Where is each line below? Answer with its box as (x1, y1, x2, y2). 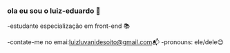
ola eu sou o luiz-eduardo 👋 (7, 6, 101, 16)
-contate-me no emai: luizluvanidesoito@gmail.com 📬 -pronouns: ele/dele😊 (7, 38, 224, 46)
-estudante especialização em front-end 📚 (7, 22, 130, 30)
